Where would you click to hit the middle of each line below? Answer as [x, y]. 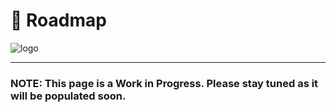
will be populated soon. [68, 96]
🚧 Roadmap [58, 20]
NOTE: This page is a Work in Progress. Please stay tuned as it [164, 83]
